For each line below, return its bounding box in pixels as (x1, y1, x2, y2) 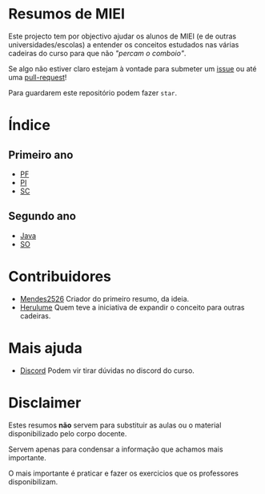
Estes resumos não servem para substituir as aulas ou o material (8, 420, 222, 430)
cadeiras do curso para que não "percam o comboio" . (8, 48, 187, 58)
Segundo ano (8, 209, 76, 223)
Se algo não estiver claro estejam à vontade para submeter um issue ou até (8, 63, 257, 73)
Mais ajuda (8, 338, 82, 357)
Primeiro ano (8, 148, 74, 161)
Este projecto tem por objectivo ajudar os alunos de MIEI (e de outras (8, 31, 237, 41)
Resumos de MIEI (8, 5, 126, 23)
